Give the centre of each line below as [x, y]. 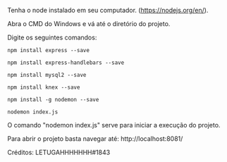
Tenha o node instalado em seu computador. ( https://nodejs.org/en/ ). [108, 10]
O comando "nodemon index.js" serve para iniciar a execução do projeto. [114, 125]
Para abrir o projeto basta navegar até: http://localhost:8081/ [95, 139]
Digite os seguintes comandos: [52, 37]
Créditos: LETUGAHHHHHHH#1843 [59, 152]
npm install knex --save [44, 87]
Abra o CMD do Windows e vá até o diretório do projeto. [89, 24]
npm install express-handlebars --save [66, 63]
